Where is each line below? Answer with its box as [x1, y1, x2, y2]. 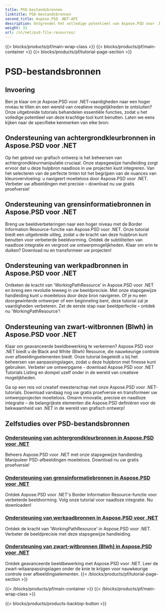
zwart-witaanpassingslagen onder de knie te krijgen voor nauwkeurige [5, 566, 148, 572]
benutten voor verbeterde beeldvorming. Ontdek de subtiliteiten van [5, 237, 143, 243]
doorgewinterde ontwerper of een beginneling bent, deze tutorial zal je [5, 298, 148, 304]
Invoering [5, 86, 35, 94]
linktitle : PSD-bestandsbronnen [5, 12, 71, 17]
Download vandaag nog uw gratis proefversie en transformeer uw [24, 389, 158, 395]
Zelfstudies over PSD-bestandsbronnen [5, 419, 130, 428]
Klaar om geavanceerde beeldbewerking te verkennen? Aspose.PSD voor [5, 343, 154, 350]
